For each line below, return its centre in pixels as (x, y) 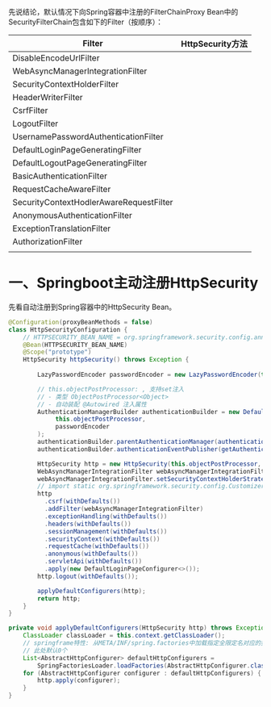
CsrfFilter (30, 110)
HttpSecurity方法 (215, 44)
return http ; (59, 598)
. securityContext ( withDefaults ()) (102, 539)
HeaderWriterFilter (48, 97)
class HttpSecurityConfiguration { (68, 329)
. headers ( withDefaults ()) (88, 524)
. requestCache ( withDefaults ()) (97, 546)
